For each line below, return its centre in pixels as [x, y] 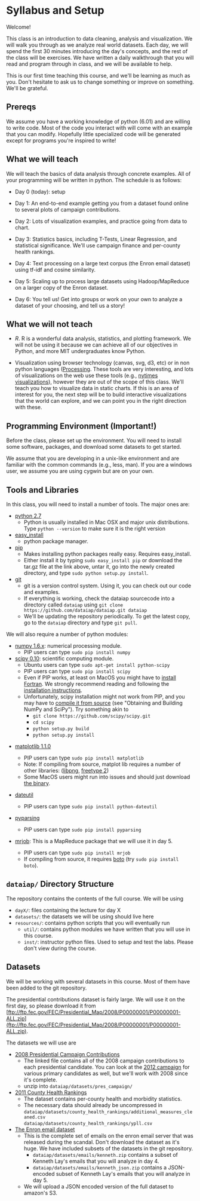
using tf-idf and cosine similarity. [55, 269]
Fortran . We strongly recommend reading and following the [96, 684]
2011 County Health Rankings [51, 1092]
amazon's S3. [41, 1193]
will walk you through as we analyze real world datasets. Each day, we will [97, 45]
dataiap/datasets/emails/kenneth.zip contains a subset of [105, 1154]
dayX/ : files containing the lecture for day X [68, 910]
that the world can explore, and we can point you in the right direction [101, 401]
